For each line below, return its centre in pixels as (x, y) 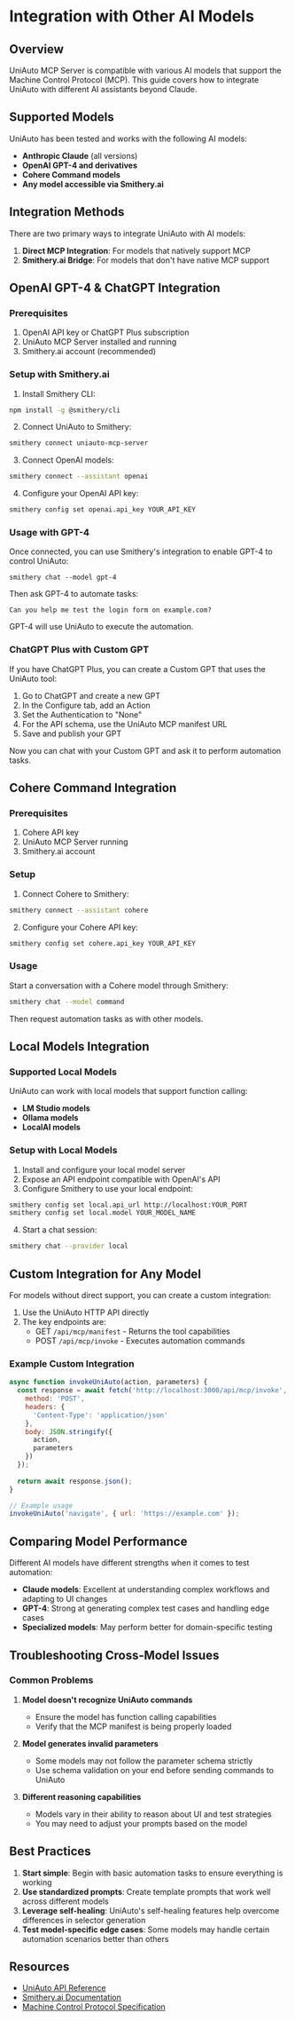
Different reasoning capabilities (82, 1796)
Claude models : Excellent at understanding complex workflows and (146, 1589)
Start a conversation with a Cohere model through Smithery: (119, 985)
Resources (39, 1967)
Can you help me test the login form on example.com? (111, 610)
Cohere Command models (71, 174)
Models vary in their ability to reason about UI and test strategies (153, 1814)
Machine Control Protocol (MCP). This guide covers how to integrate (134, 80)
